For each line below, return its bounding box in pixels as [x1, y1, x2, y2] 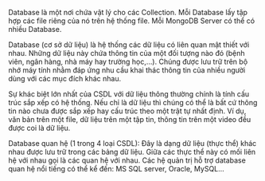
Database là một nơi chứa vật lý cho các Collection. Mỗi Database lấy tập [8, 8, 248, 17]
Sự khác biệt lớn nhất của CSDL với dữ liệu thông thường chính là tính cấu [8, 89, 250, 99]
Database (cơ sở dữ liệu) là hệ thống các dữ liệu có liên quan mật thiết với [8, 40, 250, 49]
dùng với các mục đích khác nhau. [8, 74, 122, 83]
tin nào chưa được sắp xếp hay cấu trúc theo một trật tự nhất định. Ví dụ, [8, 106, 247, 116]
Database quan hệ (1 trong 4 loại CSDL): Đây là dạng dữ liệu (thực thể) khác [8, 139, 257, 148]
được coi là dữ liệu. [8, 124, 71, 132]
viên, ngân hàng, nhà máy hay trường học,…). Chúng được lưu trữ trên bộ [8, 57, 248, 66]
